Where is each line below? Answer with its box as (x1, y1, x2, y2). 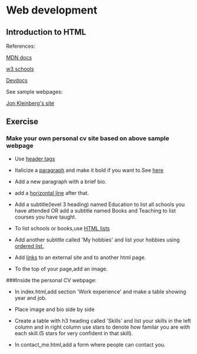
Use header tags (14, 155, 55, 162)
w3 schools (6, 65, 34, 72)
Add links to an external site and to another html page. (14, 254, 146, 261)
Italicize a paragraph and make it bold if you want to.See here (14, 166, 163, 174)
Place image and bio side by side (14, 306, 95, 313)
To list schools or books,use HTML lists (14, 224, 110, 231)
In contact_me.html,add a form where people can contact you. (14, 341, 166, 348)
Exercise (6, 117, 39, 127)
